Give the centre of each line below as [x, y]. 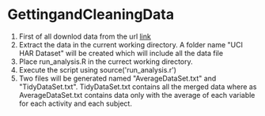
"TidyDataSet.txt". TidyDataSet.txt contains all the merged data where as [138, 86]
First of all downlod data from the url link [85, 36]
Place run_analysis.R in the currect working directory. [106, 62]
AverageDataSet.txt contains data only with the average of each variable [137, 95]
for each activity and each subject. [75, 103]
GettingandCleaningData [91, 15]
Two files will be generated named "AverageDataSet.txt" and [117, 78]
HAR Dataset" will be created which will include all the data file [121, 53]
